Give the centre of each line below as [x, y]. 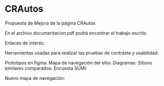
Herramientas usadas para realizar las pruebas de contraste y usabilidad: [82, 53]
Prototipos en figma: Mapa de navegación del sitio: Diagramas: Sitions [79, 62]
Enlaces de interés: [25, 43]
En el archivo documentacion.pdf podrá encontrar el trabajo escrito [76, 33]
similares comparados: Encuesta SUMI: [46, 68]
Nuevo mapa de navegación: [35, 78]
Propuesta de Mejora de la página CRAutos [50, 23]
